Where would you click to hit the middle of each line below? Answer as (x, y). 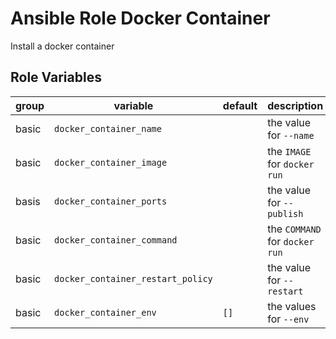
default (240, 105)
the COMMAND (294, 229)
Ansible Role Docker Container (140, 18)
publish (285, 213)
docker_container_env (105, 312)
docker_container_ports (111, 201)
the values (292, 306)
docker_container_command (116, 240)
